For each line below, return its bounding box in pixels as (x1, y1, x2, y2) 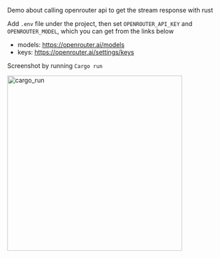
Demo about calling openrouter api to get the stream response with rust (7, 6, 213, 14)
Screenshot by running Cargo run (7, 62, 103, 69)
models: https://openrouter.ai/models (17, 41, 125, 48)
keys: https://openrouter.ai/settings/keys (17, 48, 135, 56)
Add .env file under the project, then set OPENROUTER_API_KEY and (7, 20, 193, 27)
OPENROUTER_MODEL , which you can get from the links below (7, 27, 175, 35)
